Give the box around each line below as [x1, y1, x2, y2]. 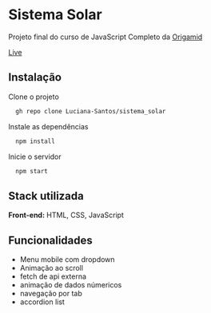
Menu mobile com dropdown [19, 255, 115, 264]
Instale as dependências [8, 121, 89, 131]
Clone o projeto [8, 92, 60, 101]
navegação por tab [19, 289, 82, 298]
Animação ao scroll [19, 263, 84, 272]
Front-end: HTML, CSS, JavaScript [8, 210, 124, 220]
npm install [15, 137, 56, 145]
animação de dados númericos [19, 280, 122, 289]
